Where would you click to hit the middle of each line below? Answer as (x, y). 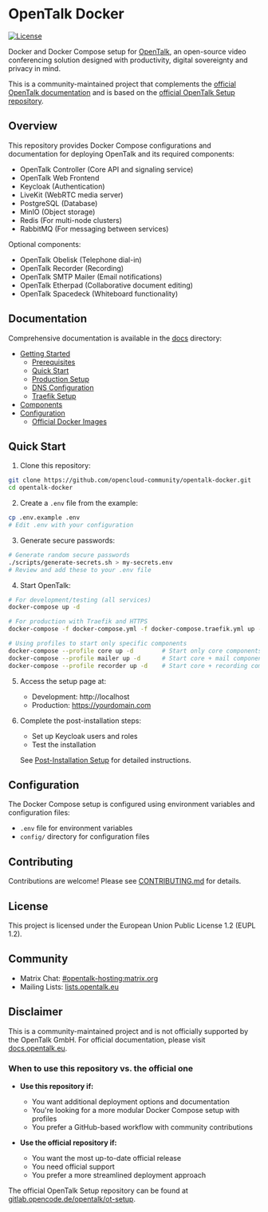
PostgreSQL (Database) (59, 203)
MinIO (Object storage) (57, 212)
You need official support (73, 1166)
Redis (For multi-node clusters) (71, 220)
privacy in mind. (35, 68)
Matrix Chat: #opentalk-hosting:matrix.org (89, 978)
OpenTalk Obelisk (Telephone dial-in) (81, 260)
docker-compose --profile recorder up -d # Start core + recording (128, 666)
